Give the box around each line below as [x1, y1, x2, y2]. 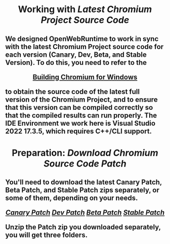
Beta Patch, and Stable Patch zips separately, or [5, 186, 159, 194]
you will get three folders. [5, 231, 88, 239]
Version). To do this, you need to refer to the [5, 58, 147, 67]
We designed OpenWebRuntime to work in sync [5, 34, 159, 43]
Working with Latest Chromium [18, 4, 152, 15]
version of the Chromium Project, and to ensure [5, 95, 158, 104]
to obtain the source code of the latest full [5, 87, 140, 96]
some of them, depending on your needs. [5, 194, 138, 202]
